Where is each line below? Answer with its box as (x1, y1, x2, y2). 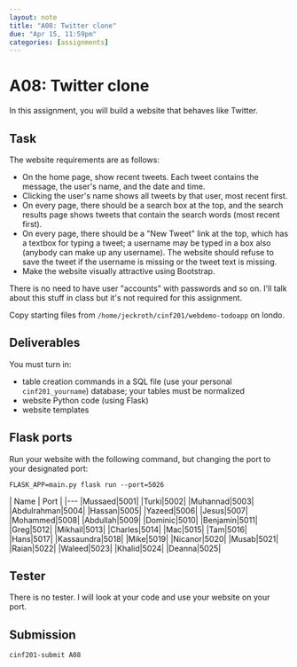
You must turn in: (9, 358, 72, 369)
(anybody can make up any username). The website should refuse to (21, 247, 275, 257)
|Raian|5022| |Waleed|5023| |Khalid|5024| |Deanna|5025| (9, 543, 222, 553)
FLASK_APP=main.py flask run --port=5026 (9, 480, 165, 489)
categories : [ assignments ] (9, 37, 109, 47)
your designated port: (9, 463, 89, 474)
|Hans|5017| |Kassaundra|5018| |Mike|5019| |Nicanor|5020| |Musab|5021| (9, 533, 279, 544)
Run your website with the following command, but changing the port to (9, 453, 271, 464)
